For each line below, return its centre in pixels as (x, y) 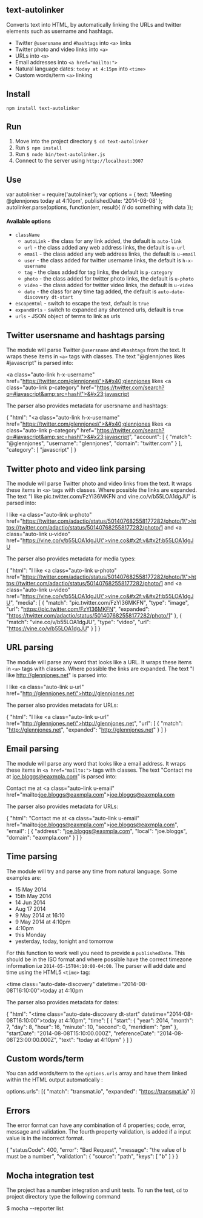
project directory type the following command (64, 1196)
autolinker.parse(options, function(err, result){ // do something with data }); (100, 207)
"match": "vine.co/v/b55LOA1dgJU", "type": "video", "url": (78, 622)
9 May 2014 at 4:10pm (43, 922)
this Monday (31, 934)
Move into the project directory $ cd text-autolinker (82, 141)
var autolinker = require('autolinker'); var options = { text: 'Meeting (89, 194)
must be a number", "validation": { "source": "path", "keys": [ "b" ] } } (92, 1157)
